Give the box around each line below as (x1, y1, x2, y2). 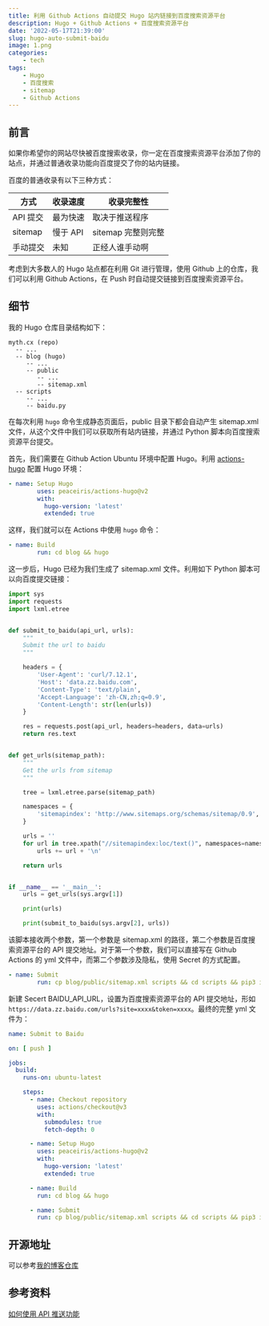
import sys (8, 590, 45, 598)
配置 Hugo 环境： (26, 463, 85, 473)
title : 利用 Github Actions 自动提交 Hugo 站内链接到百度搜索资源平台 (8, 11, 226, 20)
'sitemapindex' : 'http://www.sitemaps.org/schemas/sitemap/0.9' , (37, 811, 260, 819)
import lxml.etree (8, 604, 70, 613)
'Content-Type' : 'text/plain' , (37, 685, 142, 693)
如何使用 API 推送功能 (8, 1308, 80, 1319)
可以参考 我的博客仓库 (8, 1260, 78, 1271)
